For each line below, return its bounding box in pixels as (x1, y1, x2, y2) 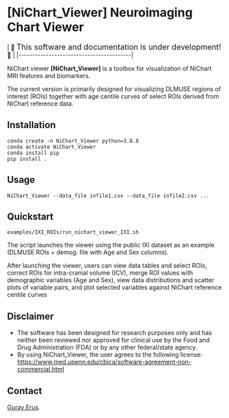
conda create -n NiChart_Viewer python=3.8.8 (7, 137, 139, 145)
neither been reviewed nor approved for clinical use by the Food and (16, 336, 210, 344)
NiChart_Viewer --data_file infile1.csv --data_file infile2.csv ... (7, 192, 210, 199)
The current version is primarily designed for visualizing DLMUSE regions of (7, 84, 221, 93)
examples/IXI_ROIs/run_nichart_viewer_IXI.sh (7, 229, 139, 236)
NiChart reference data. (7, 99, 74, 108)
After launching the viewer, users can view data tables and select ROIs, (7, 262, 207, 270)
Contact (7, 385, 42, 397)
